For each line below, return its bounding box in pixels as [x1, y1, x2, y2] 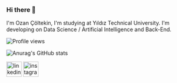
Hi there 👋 [6, 5, 37, 14]
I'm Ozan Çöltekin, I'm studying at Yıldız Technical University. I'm [6, 20, 170, 27]
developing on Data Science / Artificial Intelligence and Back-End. [6, 26, 172, 33]
